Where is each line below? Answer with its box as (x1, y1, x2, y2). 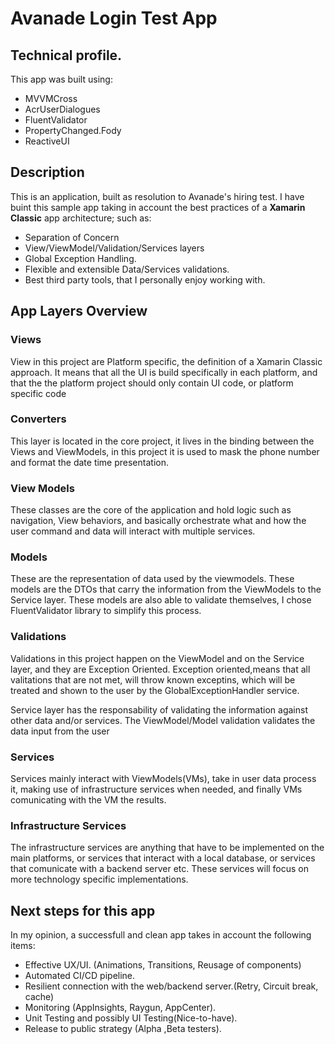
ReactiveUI (24, 135, 70, 147)
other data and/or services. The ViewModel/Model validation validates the (10, 714, 316, 726)
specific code (10, 387, 67, 399)
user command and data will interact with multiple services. (10, 525, 256, 537)
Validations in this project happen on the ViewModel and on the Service (10, 652, 305, 664)
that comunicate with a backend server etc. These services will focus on (10, 863, 310, 875)
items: (10, 940, 36, 952)
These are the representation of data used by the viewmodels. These (10, 573, 295, 585)
